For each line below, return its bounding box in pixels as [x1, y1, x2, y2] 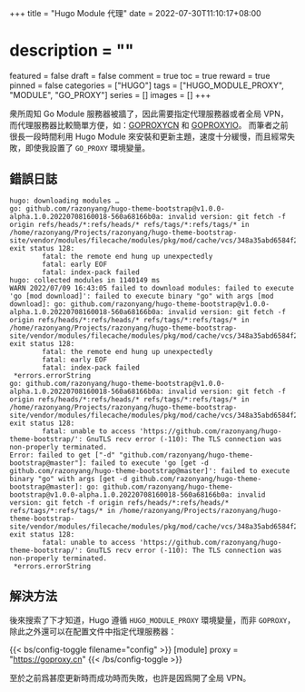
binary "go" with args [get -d [9, 474, 128, 483]
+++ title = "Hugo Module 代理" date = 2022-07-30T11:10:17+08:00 [9, 8, 261, 18]
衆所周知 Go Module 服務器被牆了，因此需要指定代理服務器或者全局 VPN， [9, 108, 289, 119]
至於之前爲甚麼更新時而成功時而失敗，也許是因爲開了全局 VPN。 [9, 672, 251, 683]
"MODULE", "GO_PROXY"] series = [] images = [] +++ [9, 89, 212, 100]
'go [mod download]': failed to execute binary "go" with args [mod [9, 292, 274, 301]
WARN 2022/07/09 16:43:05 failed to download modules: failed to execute [9, 283, 295, 292]
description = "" [9, 40, 134, 61]
